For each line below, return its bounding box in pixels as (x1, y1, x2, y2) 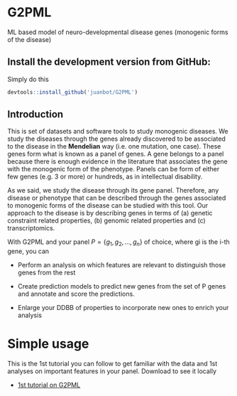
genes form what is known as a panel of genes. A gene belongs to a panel (7, 150, 224, 159)
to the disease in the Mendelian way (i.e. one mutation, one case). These (7, 142, 221, 151)
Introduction (7, 108, 64, 121)
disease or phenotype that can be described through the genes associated (7, 193, 226, 203)
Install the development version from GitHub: (7, 56, 211, 68)
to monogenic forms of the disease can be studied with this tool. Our (7, 201, 208, 210)
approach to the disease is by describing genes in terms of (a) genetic (7, 209, 213, 218)
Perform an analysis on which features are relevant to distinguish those (17, 261, 226, 269)
